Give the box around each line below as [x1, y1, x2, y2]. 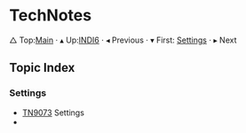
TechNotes [9, 5, 91, 26]
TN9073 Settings [21, 107, 84, 118]
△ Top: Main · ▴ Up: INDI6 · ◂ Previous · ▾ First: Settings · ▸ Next [9, 35, 237, 45]
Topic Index [9, 60, 75, 75]
